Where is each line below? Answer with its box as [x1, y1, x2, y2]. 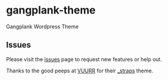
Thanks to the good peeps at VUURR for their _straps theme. [6, 67, 153, 74]
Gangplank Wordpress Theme [6, 23, 79, 30]
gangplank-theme [6, 4, 96, 17]
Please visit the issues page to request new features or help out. [6, 55, 162, 62]
